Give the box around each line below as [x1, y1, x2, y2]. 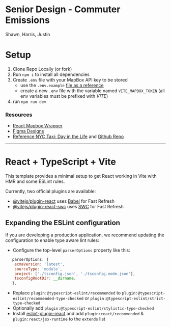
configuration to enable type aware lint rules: [5, 237, 99, 243]
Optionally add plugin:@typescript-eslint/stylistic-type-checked [12, 305, 154, 311]
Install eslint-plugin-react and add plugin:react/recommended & [12, 311, 144, 317]
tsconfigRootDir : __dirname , [14, 276, 76, 281]
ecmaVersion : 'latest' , [14, 261, 65, 267]
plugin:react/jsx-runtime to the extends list [12, 316, 106, 322]
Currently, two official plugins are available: [5, 188, 96, 195]
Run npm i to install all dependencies [12, 71, 90, 77]
